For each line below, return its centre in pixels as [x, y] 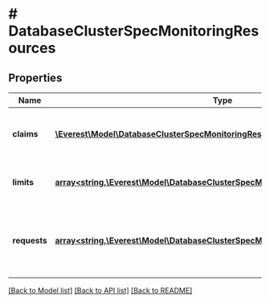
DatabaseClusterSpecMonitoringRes [134, 31]
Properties [35, 78]
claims [25, 134]
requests [30, 240]
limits [23, 182]
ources [32, 48]
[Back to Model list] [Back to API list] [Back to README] [100, 291]
